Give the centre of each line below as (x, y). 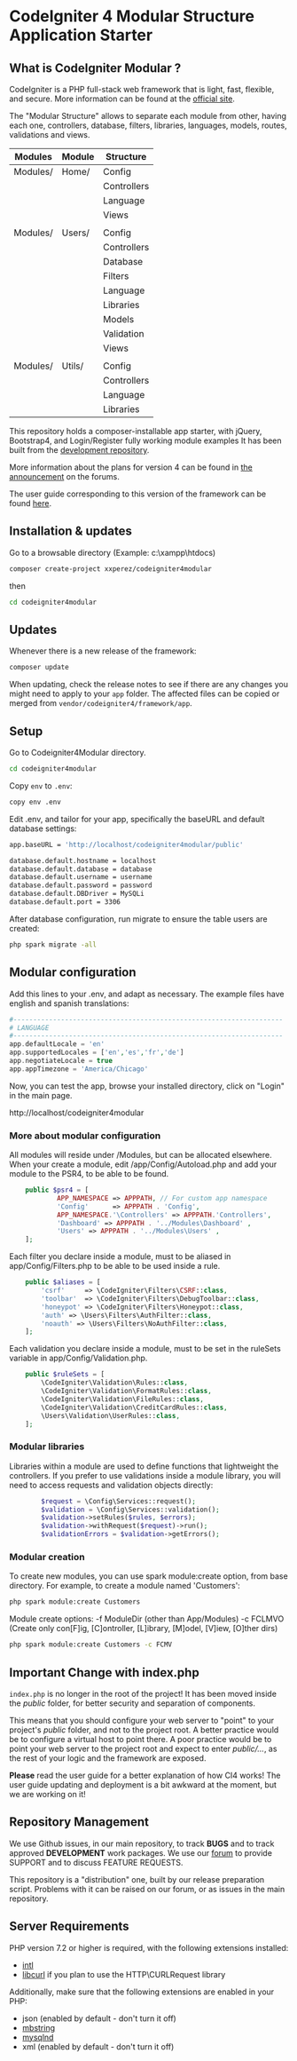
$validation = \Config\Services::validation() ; (130, 1510)
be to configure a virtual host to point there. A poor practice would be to (141, 1739)
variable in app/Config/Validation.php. (78, 1358)
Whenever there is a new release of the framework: (103, 651)
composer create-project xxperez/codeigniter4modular (111, 569)
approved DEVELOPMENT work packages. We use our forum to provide (141, 1852)
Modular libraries (47, 1447)
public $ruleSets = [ (65, 1375)
